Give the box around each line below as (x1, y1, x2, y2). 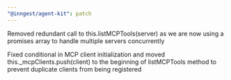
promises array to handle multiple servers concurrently (7, 36, 165, 45)
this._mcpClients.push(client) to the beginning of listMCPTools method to (7, 57, 217, 66)
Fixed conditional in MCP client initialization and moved (7, 50, 166, 58)
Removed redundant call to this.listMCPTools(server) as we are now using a (7, 29, 224, 38)
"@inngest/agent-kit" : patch (7, 10, 92, 17)
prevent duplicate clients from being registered (7, 65, 142, 73)
